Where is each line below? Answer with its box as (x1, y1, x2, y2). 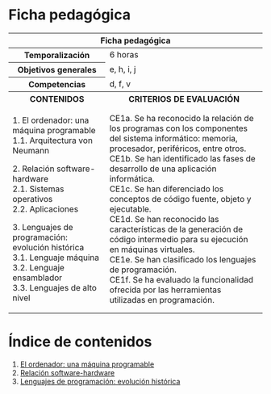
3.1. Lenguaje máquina (12, 252, 99, 263)
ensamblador (12, 272, 63, 283)
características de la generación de (109, 224, 244, 235)
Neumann (12, 145, 50, 156)
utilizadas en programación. (109, 294, 215, 305)
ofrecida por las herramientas (109, 284, 222, 295)
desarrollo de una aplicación (109, 163, 217, 174)
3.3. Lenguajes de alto (12, 282, 97, 293)
